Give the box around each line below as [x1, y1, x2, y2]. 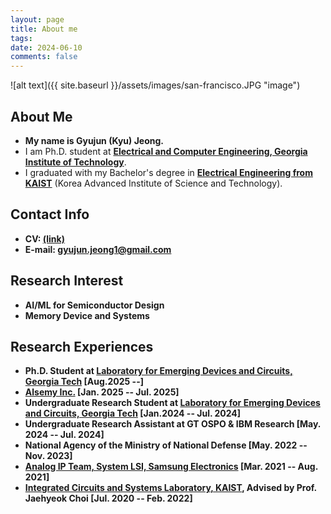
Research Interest [10, 272, 124, 290]
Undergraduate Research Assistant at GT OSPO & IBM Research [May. [24, 418, 322, 430]
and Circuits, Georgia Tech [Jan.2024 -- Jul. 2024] [24, 407, 242, 420]
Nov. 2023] [24, 450, 73, 462]
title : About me [10, 24, 78, 34]
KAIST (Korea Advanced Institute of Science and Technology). [24, 177, 283, 189]
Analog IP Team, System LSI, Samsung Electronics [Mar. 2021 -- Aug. [24, 461, 318, 473]
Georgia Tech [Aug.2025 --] [24, 376, 144, 388]
